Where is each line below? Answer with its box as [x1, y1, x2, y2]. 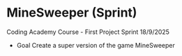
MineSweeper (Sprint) [6, 5, 137, 21]
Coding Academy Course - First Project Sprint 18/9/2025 [6, 28, 170, 36]
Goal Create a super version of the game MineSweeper [16, 41, 176, 49]
